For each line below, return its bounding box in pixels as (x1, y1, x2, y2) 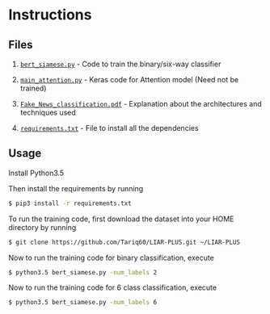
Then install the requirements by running (8, 183, 144, 193)
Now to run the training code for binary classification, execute (8, 253, 214, 262)
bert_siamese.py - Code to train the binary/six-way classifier (19, 59, 221, 69)
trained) (19, 83, 47, 93)
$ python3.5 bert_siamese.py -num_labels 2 (8, 268, 158, 276)
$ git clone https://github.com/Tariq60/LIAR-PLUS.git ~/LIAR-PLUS (8, 238, 241, 246)
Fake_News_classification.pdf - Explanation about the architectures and (19, 99, 262, 108)
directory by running (8, 222, 77, 232)
